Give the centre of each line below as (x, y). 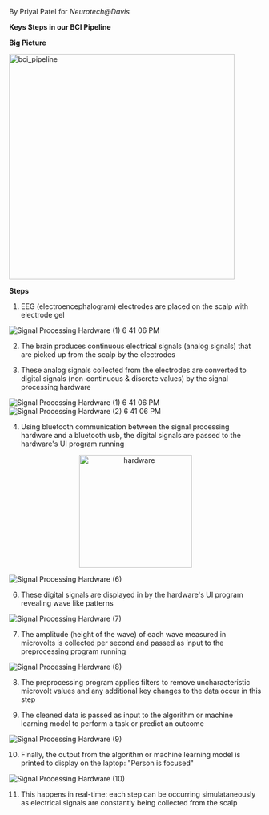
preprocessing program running (73, 651)
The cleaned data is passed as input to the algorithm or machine (127, 715)
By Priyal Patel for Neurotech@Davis (70, 12)
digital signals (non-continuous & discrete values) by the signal (124, 379)
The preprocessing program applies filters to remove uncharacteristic (135, 682)
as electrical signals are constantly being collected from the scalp (129, 803)
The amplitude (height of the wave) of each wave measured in (123, 634)
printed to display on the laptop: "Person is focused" (107, 763)
